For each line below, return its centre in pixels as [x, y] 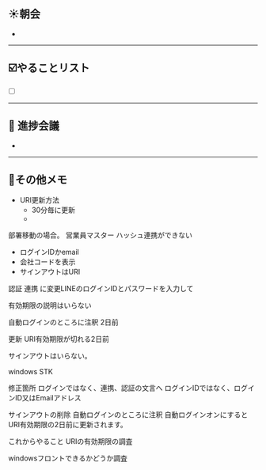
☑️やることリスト [49, 68]
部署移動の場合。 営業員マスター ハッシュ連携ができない [100, 235]
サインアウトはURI [50, 272]
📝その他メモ [38, 179]
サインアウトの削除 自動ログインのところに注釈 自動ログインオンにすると [128, 415]
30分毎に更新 [53, 210]
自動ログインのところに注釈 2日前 [63, 322]
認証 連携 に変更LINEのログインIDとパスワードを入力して [101, 289]
